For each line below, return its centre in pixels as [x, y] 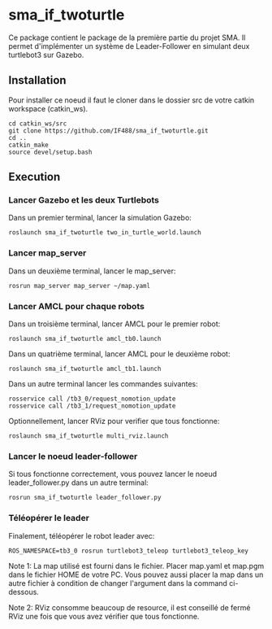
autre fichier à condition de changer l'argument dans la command [118, 583]
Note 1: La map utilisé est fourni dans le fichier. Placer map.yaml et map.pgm [136, 566]
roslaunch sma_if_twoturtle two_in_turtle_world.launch [105, 233]
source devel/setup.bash [50, 152]
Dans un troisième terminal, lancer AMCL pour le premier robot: [114, 324]
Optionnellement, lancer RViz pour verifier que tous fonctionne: [114, 422]
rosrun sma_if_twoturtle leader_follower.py [85, 498]
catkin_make [28, 145]
